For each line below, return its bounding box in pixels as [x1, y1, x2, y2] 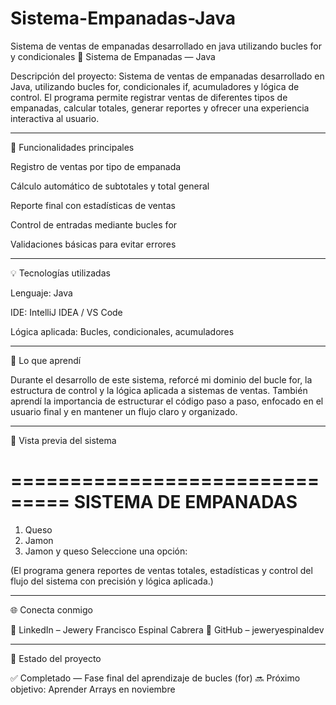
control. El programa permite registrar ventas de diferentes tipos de [10, 91, 288, 103]
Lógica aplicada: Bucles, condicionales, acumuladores [10, 325, 235, 337]
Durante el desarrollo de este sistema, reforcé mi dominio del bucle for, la [10, 373, 313, 386]
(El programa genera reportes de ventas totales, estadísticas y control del [10, 564, 313, 576]
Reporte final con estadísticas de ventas [10, 199, 176, 211]
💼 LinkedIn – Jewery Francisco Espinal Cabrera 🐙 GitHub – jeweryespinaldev [10, 623, 325, 636]
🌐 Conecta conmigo [10, 603, 93, 616]
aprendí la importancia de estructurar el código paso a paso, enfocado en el [10, 395, 324, 407]
